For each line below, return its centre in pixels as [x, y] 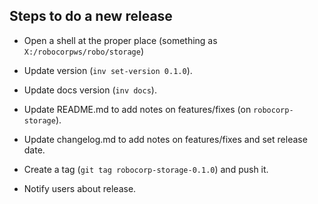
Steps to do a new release [91, 16]
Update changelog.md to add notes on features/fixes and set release [165, 139]
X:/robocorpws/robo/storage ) [84, 51]
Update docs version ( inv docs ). [90, 90]
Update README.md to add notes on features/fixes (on [137, 109]
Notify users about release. [80, 188]
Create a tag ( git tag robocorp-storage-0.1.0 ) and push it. [146, 169]
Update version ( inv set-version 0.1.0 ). [108, 70]
